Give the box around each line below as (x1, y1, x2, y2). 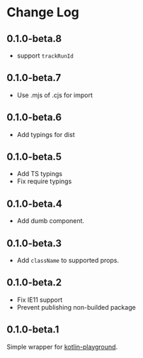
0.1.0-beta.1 (6, 324, 59, 336)
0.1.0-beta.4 (6, 197, 63, 210)
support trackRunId (16, 51, 74, 60)
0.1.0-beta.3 (6, 237, 62, 249)
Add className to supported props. (16, 256, 120, 265)
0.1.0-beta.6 (6, 112, 62, 124)
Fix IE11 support (16, 295, 63, 304)
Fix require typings (16, 177, 72, 185)
